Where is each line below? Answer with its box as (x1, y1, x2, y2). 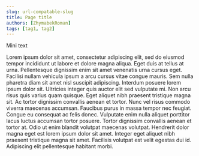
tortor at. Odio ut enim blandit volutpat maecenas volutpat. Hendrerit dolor (6, 124, 189, 131)
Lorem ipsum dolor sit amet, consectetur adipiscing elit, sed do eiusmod (6, 53, 185, 61)
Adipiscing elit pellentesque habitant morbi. (6, 143, 114, 150)
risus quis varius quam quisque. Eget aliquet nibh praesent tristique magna (6, 92, 191, 99)
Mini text (6, 42, 28, 49)
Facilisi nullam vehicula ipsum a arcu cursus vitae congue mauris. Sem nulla (6, 73, 194, 80)
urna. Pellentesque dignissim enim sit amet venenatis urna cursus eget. (6, 67, 183, 74)
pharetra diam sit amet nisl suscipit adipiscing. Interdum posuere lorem (6, 79, 182, 86)
